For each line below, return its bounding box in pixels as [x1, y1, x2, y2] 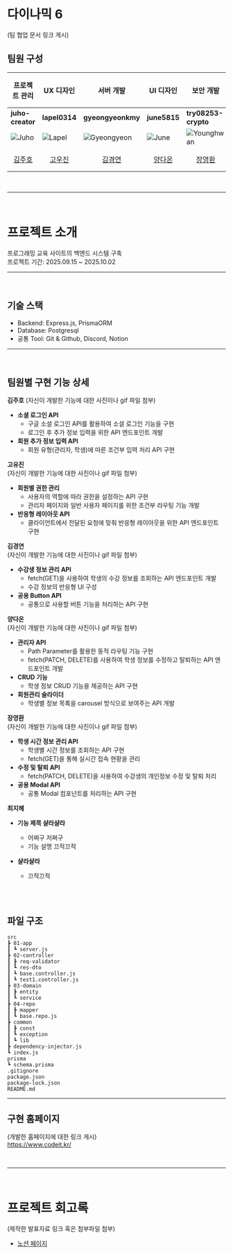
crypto [186, 117, 209, 126]
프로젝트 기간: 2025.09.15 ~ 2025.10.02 [7, 258, 116, 266]
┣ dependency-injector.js [7, 1043, 82, 1051]
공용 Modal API [17, 780, 61, 789]
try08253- [186, 108, 223, 118]
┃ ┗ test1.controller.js [7, 976, 79, 983]
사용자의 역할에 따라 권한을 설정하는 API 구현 [27, 492, 149, 501]
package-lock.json [7, 1080, 60, 1087]
